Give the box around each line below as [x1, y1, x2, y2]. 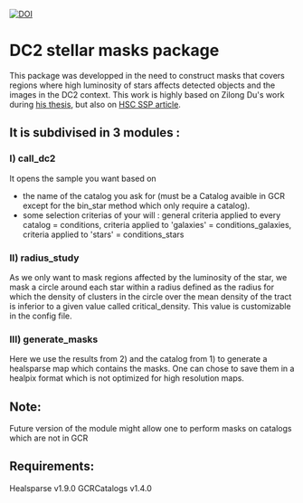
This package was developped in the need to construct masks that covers [9, 70, 285, 81]
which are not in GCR [9, 432, 89, 443]
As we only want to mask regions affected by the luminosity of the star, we [9, 271, 288, 282]
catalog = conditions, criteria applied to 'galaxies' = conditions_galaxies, [22, 219, 292, 230]
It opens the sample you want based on [9, 173, 156, 184]
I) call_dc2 [9, 152, 56, 165]
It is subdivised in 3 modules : [9, 125, 181, 140]
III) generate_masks [9, 333, 99, 346]
